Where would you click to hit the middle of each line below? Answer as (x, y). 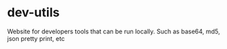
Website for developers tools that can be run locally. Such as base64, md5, (114, 31)
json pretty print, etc (36, 38)
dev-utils (33, 13)
